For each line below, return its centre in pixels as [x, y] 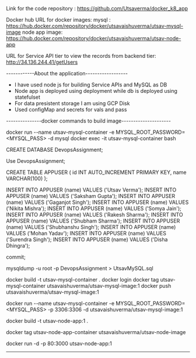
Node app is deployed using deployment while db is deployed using [96, 91]
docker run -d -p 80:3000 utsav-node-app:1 [59, 343]
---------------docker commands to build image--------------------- [88, 121]
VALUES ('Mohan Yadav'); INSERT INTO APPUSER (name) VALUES [86, 233]
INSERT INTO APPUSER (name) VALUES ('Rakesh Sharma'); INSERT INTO [94, 215]
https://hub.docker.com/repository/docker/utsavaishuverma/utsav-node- [94, 38]
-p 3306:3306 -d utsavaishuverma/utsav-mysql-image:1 [115, 310]
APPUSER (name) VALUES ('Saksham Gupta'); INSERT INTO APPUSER [91, 196]
